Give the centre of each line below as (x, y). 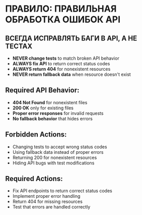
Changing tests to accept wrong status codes (60, 147)
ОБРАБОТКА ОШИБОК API (63, 19)
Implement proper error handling (46, 196)
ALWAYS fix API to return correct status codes (61, 63)
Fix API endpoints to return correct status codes (62, 191)
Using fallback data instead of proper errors (58, 152)
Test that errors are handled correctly (51, 207)
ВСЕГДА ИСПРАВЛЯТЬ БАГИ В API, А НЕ (71, 38)
